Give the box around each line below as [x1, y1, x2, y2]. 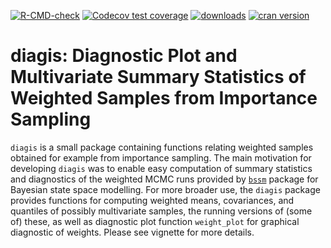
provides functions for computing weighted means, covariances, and [10, 194, 295, 206]
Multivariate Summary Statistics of [10, 66, 307, 89]
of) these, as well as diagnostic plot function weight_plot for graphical [10, 215, 300, 227]
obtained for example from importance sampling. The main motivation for [10, 151, 312, 164]
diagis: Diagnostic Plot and [10, 45, 238, 67]
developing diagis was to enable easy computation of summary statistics [10, 162, 313, 174]
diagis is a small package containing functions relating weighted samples [10, 141, 314, 153]
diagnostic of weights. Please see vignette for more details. [10, 226, 255, 238]
